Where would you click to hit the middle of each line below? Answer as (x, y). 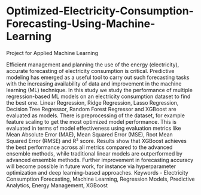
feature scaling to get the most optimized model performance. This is (92, 121)
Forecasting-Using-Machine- (81, 24)
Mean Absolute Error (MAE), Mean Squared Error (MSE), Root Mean (90, 134)
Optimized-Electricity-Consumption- (100, 11)
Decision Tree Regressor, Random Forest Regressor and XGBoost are (91, 109)
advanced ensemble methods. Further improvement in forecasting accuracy (100, 160)
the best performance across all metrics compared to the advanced (89, 147)
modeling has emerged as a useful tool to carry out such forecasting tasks (98, 77)
